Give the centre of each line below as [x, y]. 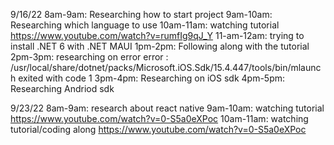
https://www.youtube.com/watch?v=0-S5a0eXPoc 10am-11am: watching [159, 118]
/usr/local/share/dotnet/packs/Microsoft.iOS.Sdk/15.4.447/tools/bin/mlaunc [166, 67]
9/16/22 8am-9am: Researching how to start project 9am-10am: [141, 14]
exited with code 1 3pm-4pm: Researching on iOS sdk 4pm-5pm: [152, 78]
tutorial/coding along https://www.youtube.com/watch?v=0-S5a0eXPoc [158, 129]
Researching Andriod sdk [62, 88]
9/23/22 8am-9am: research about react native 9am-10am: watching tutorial [167, 108]
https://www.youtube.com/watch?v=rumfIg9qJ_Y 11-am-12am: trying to [157, 35]
